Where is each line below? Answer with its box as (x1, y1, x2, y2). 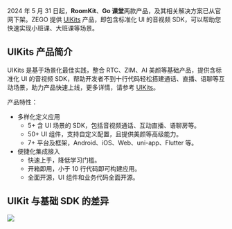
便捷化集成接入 (17, 147, 60, 155)
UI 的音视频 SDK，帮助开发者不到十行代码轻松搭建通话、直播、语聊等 (20, 74, 220, 82)
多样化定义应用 (17, 112, 60, 120)
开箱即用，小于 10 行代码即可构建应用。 (27, 164, 141, 172)
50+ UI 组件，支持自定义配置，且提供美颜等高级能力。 (27, 129, 183, 138)
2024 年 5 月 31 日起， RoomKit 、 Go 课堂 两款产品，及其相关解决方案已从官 (7, 7, 222, 15)
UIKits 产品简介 (7, 46, 73, 58)
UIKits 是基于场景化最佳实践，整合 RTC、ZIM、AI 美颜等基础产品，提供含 (7, 66, 216, 74)
